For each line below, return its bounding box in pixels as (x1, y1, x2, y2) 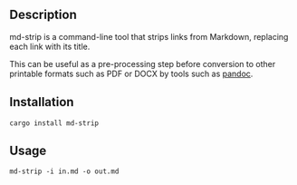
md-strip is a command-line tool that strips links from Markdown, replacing (9, 31, 289, 42)
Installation (9, 94, 74, 110)
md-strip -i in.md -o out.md (9, 167, 120, 176)
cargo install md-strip (9, 118, 100, 128)
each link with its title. (9, 41, 91, 52)
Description (9, 7, 77, 23)
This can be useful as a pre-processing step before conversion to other (9, 58, 276, 69)
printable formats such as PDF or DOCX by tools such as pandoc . (9, 68, 254, 79)
